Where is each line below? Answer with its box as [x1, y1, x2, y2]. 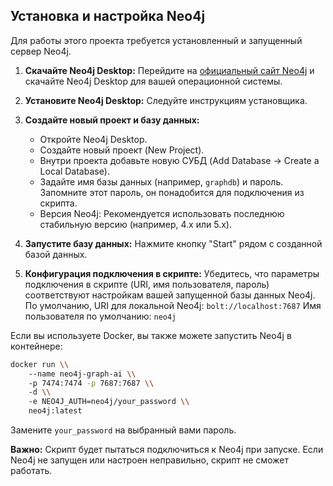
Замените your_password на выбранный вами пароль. [10, 424, 237, 436]
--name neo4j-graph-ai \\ [28, 369, 137, 379]
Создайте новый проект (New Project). [39, 144, 205, 156]
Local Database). [39, 165, 110, 177]
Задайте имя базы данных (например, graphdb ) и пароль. [39, 175, 284, 188]
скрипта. [39, 197, 78, 209]
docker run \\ [10, 359, 70, 369]
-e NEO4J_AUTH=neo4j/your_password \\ [28, 397, 190, 407]
